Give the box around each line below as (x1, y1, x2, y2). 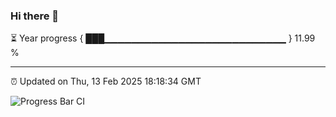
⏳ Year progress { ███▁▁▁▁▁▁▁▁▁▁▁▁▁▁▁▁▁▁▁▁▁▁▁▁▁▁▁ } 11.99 (10, 32, 316, 44)
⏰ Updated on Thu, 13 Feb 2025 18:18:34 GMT (10, 75, 202, 88)
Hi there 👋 (10, 9, 60, 23)
